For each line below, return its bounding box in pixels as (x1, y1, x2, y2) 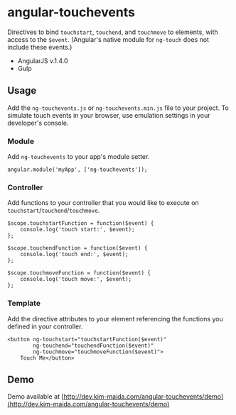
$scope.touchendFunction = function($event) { (7, 245, 148, 252)
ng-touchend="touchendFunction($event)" (33, 342, 154, 349)
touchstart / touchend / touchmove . (7, 206, 100, 215)
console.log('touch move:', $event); (20, 276, 132, 283)
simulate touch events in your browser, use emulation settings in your (7, 111, 211, 119)
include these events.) (7, 43, 73, 51)
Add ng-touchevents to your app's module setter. (7, 153, 150, 161)
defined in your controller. (7, 322, 83, 331)
